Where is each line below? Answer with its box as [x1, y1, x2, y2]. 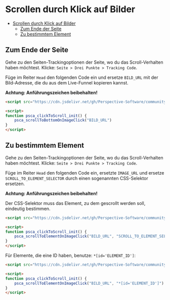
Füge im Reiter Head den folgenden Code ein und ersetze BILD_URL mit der [5, 74, 158, 80]
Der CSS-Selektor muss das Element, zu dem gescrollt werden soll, [5, 200, 146, 206]
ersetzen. [5, 181, 25, 187]
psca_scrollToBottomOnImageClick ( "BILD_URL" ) [14, 118, 112, 123]
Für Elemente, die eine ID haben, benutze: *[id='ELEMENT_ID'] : [5, 252, 136, 259]
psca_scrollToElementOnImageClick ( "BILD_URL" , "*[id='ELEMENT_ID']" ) [14, 281, 164, 286]
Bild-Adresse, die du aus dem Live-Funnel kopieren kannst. [5, 79, 129, 85]
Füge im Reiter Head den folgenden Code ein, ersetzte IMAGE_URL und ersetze [5, 169, 164, 176]
